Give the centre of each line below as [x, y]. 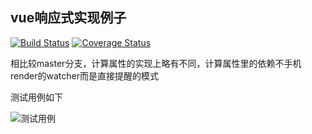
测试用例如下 [36, 97]
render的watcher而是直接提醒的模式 [84, 75]
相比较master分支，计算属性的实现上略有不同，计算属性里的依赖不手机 [156, 63]
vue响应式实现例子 [68, 18]
